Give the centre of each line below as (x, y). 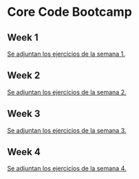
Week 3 (24, 114)
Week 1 (23, 38)
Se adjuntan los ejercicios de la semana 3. (67, 130)
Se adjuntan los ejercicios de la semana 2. (67, 92)
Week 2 (24, 75)
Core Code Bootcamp (69, 12)
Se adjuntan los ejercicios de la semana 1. (66, 54)
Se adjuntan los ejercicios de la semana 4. (67, 169)
